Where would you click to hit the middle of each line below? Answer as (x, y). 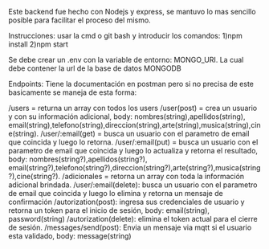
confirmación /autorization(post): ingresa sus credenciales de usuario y (126, 202)
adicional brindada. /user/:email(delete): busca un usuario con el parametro (133, 185)
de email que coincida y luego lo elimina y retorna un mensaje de (116, 193)
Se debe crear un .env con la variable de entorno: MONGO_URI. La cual (126, 60)
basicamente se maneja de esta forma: (73, 92)
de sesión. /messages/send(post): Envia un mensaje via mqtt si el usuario (130, 227)
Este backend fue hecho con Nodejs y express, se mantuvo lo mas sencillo (132, 12)
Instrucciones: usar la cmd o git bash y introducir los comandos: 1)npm (125, 36)
